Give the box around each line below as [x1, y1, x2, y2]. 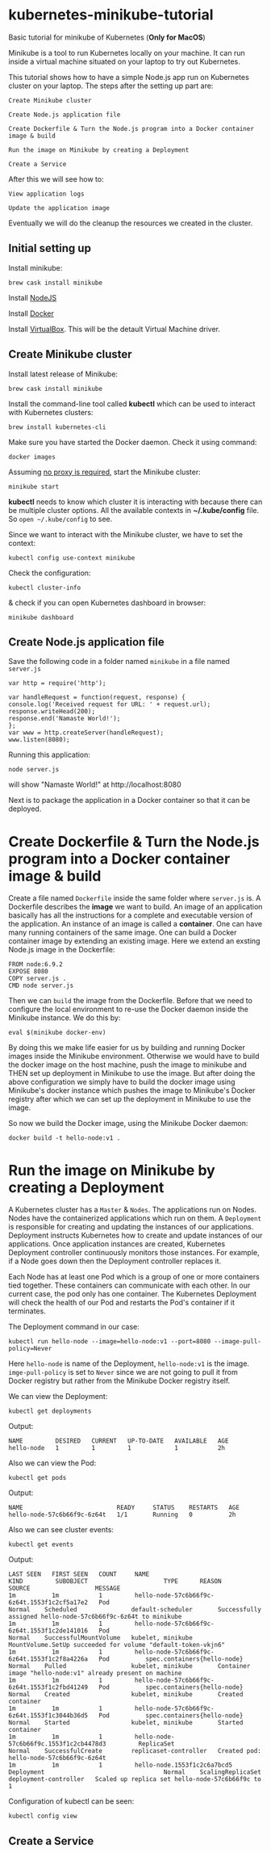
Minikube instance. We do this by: [8, 1013, 121, 1023]
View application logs [8, 190, 85, 198]
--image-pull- [214, 1338, 262, 1346]
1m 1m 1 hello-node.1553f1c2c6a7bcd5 [8, 1761, 232, 1770]
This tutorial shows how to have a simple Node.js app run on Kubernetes [8, 72, 250, 82]
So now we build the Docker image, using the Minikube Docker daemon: [8, 1119, 248, 1128]
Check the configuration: [8, 568, 91, 578]
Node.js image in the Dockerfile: [8, 945, 115, 955]
